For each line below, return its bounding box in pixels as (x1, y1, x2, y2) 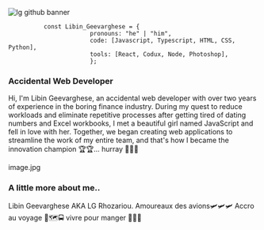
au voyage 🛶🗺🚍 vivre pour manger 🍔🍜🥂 (8, 213, 142, 222)
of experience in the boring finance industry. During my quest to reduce (8, 102, 243, 111)
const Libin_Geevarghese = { (43, 23, 140, 31)
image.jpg (8, 163, 41, 172)
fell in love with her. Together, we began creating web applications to (8, 127, 233, 137)
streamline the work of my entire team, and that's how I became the (8, 135, 230, 145)
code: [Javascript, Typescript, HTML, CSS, (90, 36, 236, 44)
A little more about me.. (8, 183, 101, 194)
